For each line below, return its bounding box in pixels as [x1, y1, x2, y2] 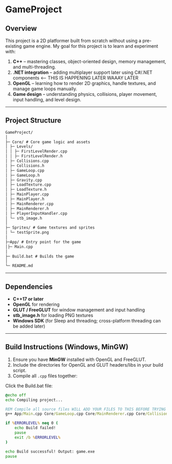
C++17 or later [12, 296, 44, 302]
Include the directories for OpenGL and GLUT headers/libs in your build [12, 361, 164, 368]
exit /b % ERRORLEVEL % [14, 435, 60, 440]
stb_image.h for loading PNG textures [12, 312, 94, 318]
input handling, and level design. [12, 96, 81, 103]
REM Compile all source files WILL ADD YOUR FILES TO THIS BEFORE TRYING [5, 407, 166, 412]
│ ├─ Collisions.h [5, 163, 45, 168]
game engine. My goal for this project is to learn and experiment [23, 43, 159, 49]
